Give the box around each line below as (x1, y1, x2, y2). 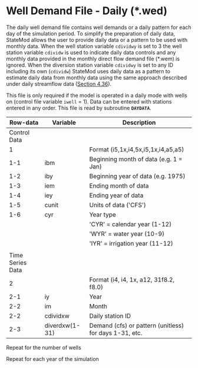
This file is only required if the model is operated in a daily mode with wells (6, 92, 187, 99)
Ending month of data (89, 182, 149, 190)
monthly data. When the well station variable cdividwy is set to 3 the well (6, 43, 182, 50)
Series (9, 259, 27, 267)
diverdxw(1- (44, 321, 81, 330)
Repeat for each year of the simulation (6, 355, 99, 362)
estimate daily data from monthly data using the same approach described (6, 74, 187, 81)
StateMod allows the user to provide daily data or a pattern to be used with (6, 36, 187, 43)
